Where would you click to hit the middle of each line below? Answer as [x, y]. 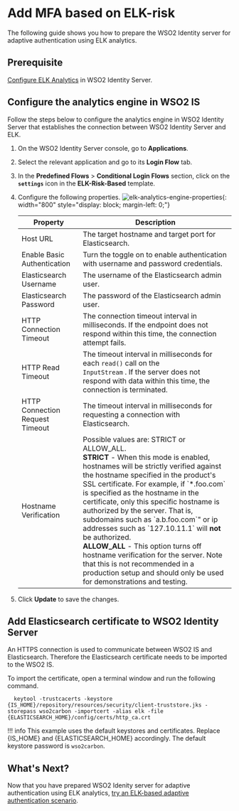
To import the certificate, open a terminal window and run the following [111, 678]
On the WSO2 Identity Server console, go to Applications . [103, 148]
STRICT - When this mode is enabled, [147, 457]
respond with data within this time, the [147, 380]
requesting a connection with [131, 414]
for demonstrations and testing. [135, 581]
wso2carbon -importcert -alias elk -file [101, 711]
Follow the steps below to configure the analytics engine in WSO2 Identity [116, 119]
